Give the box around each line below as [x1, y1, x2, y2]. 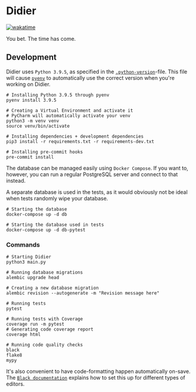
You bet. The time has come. [6, 35, 76, 42]
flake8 [6, 352, 22, 358]
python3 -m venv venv [6, 118, 60, 124]
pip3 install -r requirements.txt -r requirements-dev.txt [6, 138, 155, 144]
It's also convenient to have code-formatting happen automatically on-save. [6, 368, 191, 375]
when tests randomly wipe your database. [6, 195, 108, 202]
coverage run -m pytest [6, 321, 65, 328]
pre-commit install [6, 154, 54, 160]
